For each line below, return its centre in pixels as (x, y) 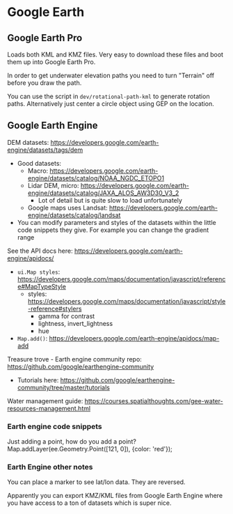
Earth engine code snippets (55, 426)
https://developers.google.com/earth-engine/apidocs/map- (134, 338)
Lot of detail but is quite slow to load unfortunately (110, 200)
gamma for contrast (66, 316)
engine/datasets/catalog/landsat (74, 215)
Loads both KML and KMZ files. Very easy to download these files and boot (115, 54)
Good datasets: (39, 163)
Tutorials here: (38, 380)
